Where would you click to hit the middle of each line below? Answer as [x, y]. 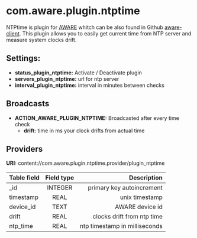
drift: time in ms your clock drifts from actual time [84, 131]
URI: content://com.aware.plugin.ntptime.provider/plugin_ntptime [85, 163]
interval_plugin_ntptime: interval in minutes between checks [89, 85]
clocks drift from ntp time [127, 217]
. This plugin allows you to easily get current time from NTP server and [105, 33]
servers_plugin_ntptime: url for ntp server [67, 79]
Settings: [23, 58]
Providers [25, 149]
